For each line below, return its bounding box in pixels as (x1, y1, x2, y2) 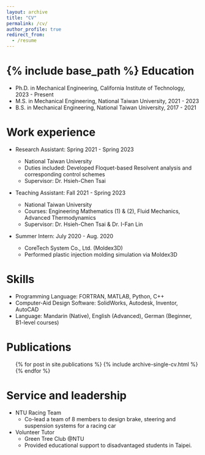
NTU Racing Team (15, 409, 62, 416)
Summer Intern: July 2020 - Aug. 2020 (15, 232, 114, 239)
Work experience (6, 125, 96, 139)
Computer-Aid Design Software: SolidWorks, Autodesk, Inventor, (15, 299, 179, 306)
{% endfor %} (15, 367, 51, 375)
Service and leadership (6, 388, 127, 402)
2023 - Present (15, 90, 54, 98)
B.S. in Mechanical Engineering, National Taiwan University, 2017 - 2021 (15, 104, 197, 111)
